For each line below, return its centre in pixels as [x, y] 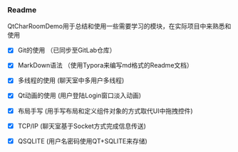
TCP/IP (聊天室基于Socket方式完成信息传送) [82, 126]
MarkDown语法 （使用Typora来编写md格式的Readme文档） [105, 65]
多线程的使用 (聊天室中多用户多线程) [71, 80]
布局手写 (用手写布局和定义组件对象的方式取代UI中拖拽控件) [105, 111]
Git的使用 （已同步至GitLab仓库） [67, 50]
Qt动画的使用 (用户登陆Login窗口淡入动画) [79, 96]
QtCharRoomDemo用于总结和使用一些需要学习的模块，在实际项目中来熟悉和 [119, 26]
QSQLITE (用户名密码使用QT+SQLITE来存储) [82, 141]
